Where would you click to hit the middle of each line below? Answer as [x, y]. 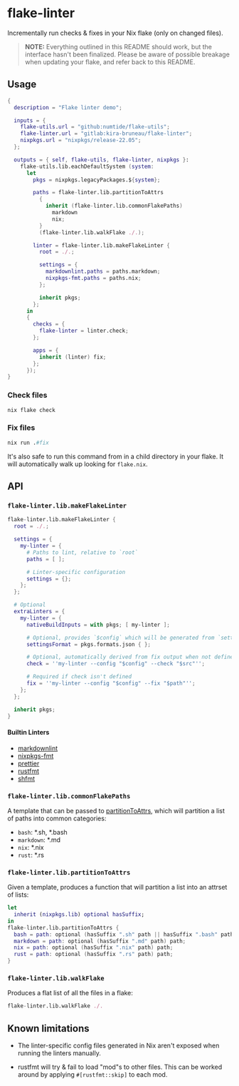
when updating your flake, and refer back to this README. [110, 61]
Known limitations [48, 1029]
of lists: [18, 895]
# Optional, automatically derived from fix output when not [119, 657]
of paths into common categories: [57, 818]
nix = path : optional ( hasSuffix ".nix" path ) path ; [94, 947]
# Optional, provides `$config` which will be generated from [120, 638]
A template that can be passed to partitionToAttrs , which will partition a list [116, 810]
